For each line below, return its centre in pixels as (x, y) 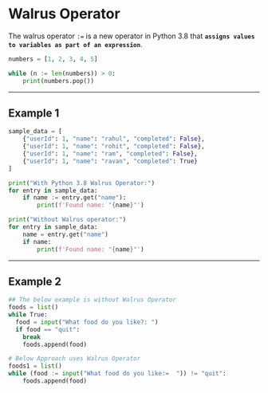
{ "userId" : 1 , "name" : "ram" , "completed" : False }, (110, 154)
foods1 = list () (35, 366)
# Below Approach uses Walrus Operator (75, 359)
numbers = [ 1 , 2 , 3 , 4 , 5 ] (53, 59)
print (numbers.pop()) (58, 81)
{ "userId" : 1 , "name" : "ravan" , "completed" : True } (110, 161)
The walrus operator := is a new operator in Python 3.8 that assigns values (132, 36)
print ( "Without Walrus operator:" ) (67, 220)
